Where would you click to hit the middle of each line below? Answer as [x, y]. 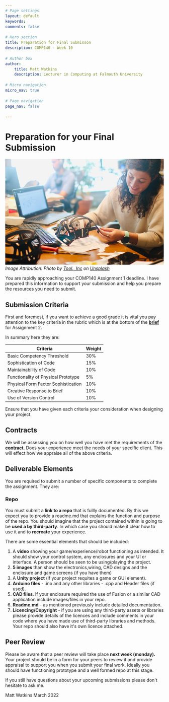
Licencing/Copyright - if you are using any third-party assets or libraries [88, 610]
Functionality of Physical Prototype [43, 377]
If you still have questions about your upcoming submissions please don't [81, 680]
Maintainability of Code [31, 370]
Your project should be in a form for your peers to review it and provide [79, 659]
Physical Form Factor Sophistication [45, 384]
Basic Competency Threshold [38, 356]
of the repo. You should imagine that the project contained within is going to [84, 521]
